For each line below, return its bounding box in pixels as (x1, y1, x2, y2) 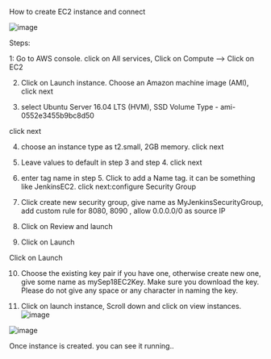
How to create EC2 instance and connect (9, 7, 146, 16)
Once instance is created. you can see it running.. (9, 341, 174, 350)
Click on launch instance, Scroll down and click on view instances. (20, 302, 242, 311)
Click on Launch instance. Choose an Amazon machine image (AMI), (20, 78, 249, 87)
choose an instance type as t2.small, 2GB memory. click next (20, 142, 224, 152)
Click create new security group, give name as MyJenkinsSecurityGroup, (20, 198, 264, 207)
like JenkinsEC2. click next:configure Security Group (20, 182, 197, 191)
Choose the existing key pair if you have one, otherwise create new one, (20, 269, 261, 278)
